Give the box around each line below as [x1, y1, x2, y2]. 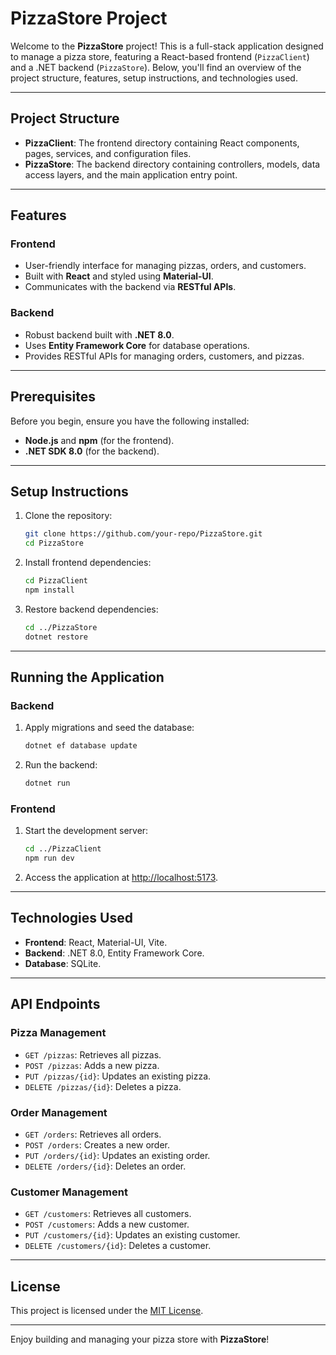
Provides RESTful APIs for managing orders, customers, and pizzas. [24, 350, 305, 362]
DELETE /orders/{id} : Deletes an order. [24, 1160, 187, 1172]
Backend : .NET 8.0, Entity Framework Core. [24, 947, 205, 959]
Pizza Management [10, 1026, 107, 1040]
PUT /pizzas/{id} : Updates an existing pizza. [24, 1070, 212, 1082]
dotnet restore [24, 632, 89, 642]
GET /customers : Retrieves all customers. [24, 1208, 192, 1220]
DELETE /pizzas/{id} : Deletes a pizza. [24, 1080, 182, 1092]
